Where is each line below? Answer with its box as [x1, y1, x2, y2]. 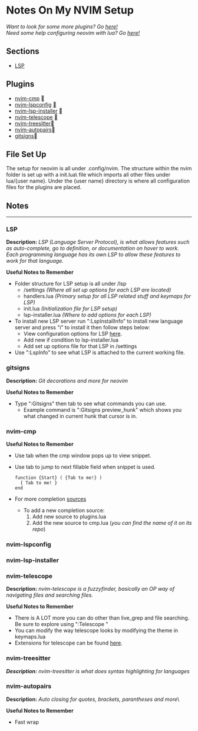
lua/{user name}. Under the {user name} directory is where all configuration [6, 177, 190, 184]
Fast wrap [14, 718, 39, 725]
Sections [6, 47, 39, 57]
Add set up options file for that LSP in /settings [23, 343, 137, 350]
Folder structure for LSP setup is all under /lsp [14, 280, 127, 287]
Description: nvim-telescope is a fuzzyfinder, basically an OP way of [6, 586, 175, 593]
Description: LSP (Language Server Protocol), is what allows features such [6, 239, 190, 246]
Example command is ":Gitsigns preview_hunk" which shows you [23, 406, 182, 413]
